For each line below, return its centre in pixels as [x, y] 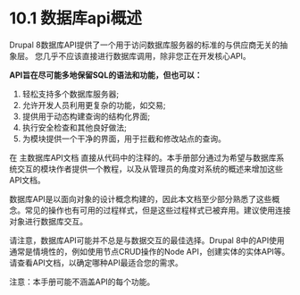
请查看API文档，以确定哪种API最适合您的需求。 [96, 262]
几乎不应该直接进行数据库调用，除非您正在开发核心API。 [147, 55]
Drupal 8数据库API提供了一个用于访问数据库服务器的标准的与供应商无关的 [145, 45]
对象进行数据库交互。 [48, 221]
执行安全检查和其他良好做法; [75, 127]
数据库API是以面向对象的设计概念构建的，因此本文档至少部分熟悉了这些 [141, 198]
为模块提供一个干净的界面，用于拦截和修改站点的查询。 [124, 139]
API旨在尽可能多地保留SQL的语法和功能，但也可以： [106, 75]
